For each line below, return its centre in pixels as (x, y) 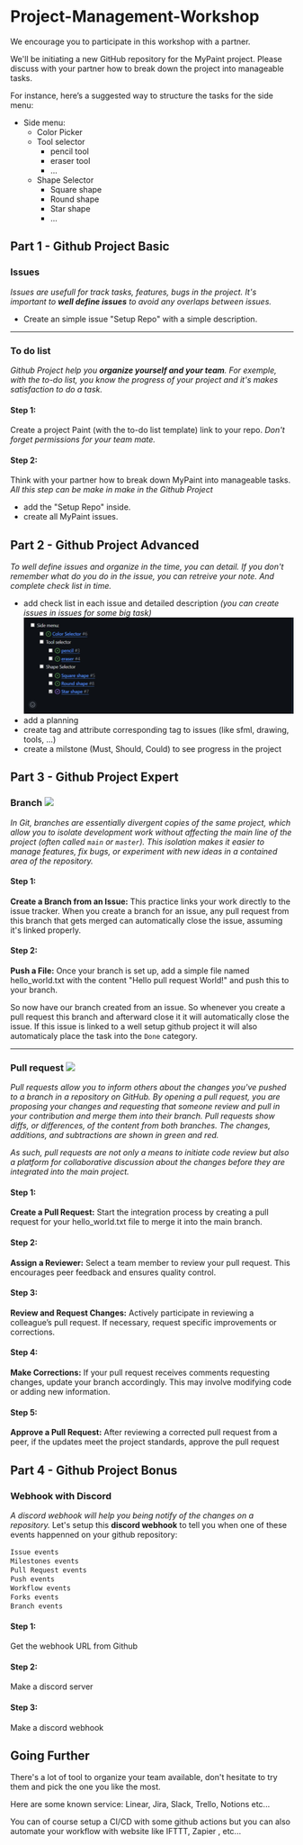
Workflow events (40, 1588)
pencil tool (69, 151)
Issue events (35, 1552)
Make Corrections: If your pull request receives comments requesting (140, 1373)
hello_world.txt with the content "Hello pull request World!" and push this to (150, 980)
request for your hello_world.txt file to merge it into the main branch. (137, 1222)
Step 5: (24, 1412)
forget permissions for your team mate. (83, 439)
